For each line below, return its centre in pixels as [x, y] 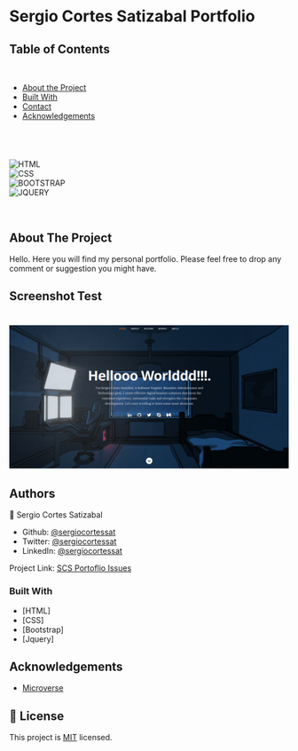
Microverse [43, 688]
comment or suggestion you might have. [83, 269]
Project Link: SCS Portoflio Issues [71, 568]
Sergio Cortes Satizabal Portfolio [132, 16]
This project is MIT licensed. [61, 738]
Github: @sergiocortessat [69, 532]
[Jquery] [38, 639]
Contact [36, 107]
